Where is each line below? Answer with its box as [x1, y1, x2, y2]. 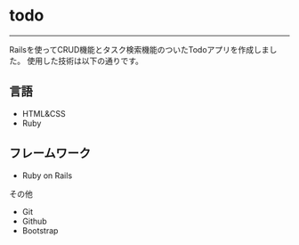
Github [21, 216, 47, 226]
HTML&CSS [21, 108, 67, 118]
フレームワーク [9, 146, 92, 161]
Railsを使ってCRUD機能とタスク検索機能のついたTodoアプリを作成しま [9, 44, 270, 54]
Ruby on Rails [21, 170, 73, 181]
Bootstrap [21, 225, 59, 236]
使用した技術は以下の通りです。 [26, 55, 144, 66]
